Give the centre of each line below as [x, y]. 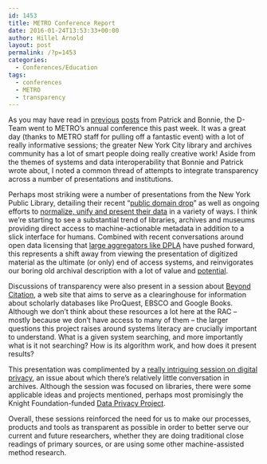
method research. [37, 453]
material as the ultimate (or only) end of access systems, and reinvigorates [131, 262]
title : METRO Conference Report [62, 23]
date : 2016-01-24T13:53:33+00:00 [64, 30]
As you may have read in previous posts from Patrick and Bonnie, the [122, 120]
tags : [17, 75]
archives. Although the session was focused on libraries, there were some [130, 387]
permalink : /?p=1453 [43, 53]
